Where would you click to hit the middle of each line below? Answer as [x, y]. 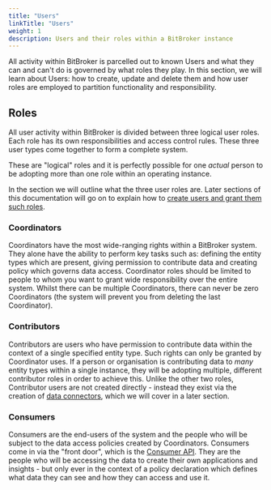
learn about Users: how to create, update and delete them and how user [128, 79]
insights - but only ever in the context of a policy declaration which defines [133, 469]
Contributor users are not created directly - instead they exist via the [123, 387]
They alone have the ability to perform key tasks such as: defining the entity [135, 254]
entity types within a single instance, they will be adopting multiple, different [135, 370]
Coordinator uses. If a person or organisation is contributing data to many [131, 361]
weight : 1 [25, 31]
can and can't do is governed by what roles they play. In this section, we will [135, 70]
